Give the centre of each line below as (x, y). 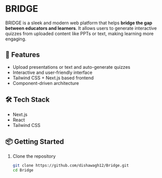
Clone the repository (34, 156)
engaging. (16, 39)
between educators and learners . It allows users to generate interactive (81, 28)
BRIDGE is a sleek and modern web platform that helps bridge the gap (79, 23)
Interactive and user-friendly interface (52, 72)
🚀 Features (23, 55)
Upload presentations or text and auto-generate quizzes (71, 67)
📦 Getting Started (35, 141)
